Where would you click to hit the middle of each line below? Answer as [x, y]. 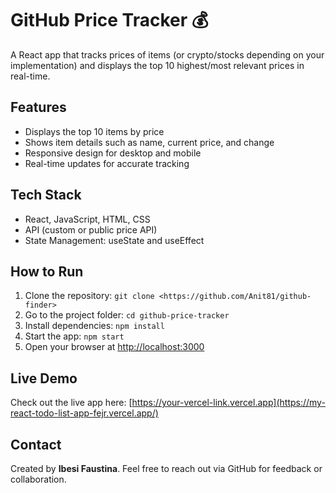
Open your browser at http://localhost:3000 [114, 347]
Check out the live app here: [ [71, 403]
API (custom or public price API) [91, 229]
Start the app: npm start [74, 336]
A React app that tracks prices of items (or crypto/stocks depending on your [167, 54]
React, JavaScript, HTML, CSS [87, 219]
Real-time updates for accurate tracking [107, 163]
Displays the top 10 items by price [94, 131]
